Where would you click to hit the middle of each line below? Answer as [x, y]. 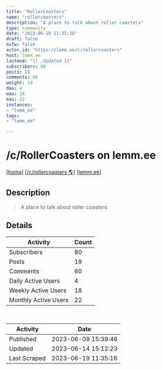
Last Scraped [27, 358]
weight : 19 [19, 83]
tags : [13, 115]
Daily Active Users [34, 280]
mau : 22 [16, 99]
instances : [19, 105]
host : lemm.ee [24, 55]
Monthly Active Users [39, 300]
